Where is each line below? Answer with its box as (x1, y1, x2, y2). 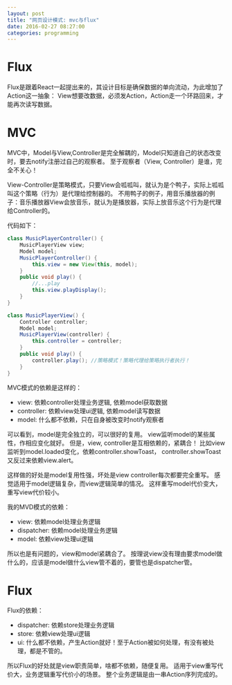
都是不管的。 (29, 647, 66, 655)
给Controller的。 (7, 207, 54, 215)
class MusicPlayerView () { (7, 312, 85, 319)
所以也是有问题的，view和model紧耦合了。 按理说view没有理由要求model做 (7, 549, 223, 558)
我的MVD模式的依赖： (7, 502, 71, 511)
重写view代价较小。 (7, 488, 64, 496)
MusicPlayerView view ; (19, 241, 85, 248)
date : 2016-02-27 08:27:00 (7, 23, 85, 30)
